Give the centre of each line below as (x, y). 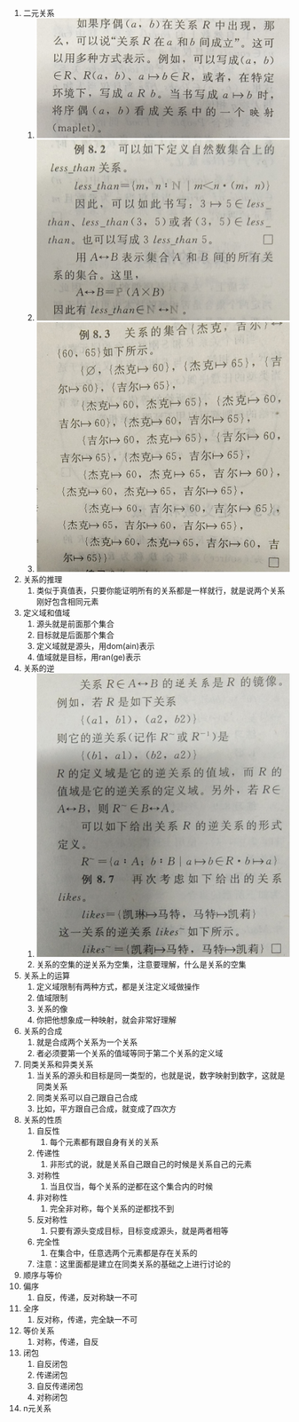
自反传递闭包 (59, 1386)
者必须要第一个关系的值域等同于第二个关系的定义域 (130, 1053)
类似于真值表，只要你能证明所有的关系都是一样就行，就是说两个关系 (161, 590)
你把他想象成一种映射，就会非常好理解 (106, 1020)
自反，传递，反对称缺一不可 (87, 1297)
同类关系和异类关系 (58, 1064)
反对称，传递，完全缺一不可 (87, 1319)
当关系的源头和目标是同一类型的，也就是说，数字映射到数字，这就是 (161, 1075)
